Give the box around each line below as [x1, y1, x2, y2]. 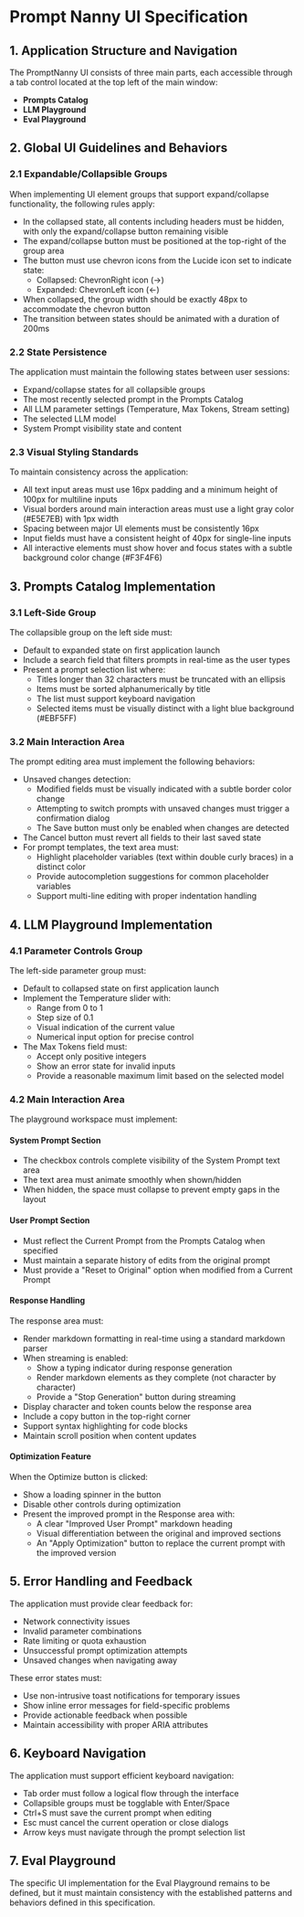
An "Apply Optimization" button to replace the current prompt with [36, 1538, 286, 1549]
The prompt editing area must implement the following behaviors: [9, 756, 256, 767]
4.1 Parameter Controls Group [9, 944, 143, 957]
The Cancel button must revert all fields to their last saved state [22, 832, 262, 843]
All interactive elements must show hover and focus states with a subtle [22, 542, 293, 554]
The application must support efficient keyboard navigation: [9, 1770, 235, 1781]
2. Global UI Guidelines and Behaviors [9, 140, 228, 156]
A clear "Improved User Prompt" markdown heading [36, 1518, 233, 1529]
